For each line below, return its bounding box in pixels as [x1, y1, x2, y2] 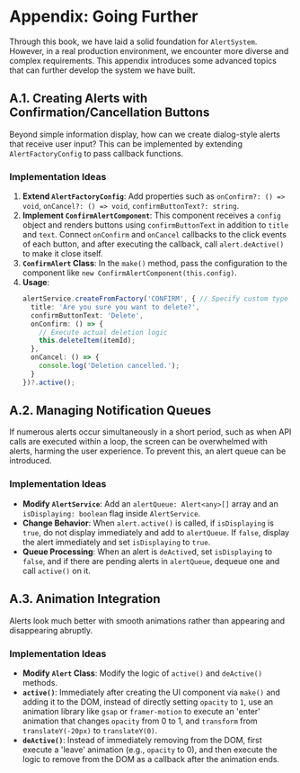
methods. [22, 677, 58, 688]
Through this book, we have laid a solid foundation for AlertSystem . [9, 36, 258, 47]
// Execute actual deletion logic [39, 328, 168, 337]
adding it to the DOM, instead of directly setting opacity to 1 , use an [22, 696, 274, 707]
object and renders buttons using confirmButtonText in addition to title [22, 220, 289, 230]
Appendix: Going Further [9, 6, 199, 27]
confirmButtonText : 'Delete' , [31, 310, 144, 320]
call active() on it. [22, 565, 92, 576]
